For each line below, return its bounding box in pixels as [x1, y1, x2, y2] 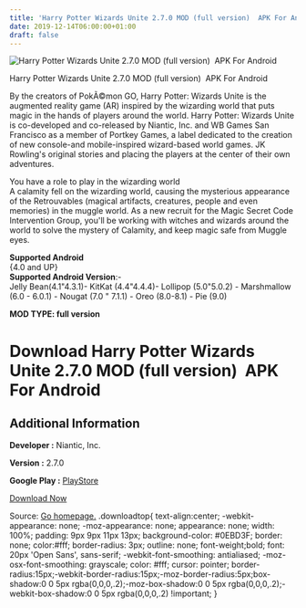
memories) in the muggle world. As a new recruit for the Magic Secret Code [9, 205, 294, 216]
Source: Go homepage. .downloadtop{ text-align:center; [9, 510, 220, 521]
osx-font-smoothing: [9, 559, 87, 571]
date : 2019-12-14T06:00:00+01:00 [9, 22, 137, 31]
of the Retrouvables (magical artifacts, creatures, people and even [9, 195, 258, 206]
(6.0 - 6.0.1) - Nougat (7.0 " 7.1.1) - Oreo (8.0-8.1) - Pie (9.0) [9, 291, 228, 302]
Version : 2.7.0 [9, 457, 65, 468]
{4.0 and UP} [9, 262, 58, 273]
